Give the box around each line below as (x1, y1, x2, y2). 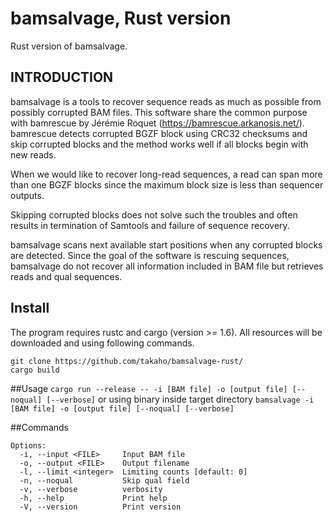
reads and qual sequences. (10, 270, 123, 282)
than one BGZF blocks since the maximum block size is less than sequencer (10, 178, 324, 191)
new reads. (10, 148, 57, 161)
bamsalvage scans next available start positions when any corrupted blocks (10, 238, 323, 251)
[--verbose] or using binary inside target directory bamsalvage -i (46, 393, 315, 405)
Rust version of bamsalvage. (10, 40, 128, 52)
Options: (10, 440, 47, 451)
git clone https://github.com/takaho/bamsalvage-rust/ (10, 356, 244, 366)
